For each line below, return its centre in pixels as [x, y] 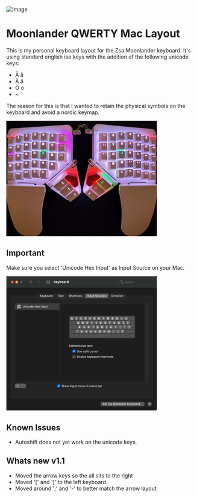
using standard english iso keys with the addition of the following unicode [97, 57]
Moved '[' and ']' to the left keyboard [61, 482]
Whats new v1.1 [36, 461]
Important [25, 253]
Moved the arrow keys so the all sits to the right [74, 475]
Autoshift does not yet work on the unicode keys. [76, 442]
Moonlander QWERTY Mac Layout [93, 34]
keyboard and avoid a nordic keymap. [53, 112]
